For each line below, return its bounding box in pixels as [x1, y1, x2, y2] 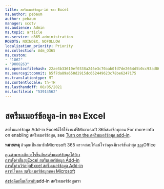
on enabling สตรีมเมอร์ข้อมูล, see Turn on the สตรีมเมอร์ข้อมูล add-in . [5, 132, 131, 138]
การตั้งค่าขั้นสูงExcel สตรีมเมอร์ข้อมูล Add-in [5, 157, 80, 163]
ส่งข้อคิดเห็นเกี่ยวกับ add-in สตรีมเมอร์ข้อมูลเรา [5, 178, 81, 184]
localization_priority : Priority [5, 44, 73, 48]
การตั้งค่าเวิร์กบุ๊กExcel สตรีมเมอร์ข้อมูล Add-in [5, 163, 83, 169]
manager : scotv [5, 21, 36, 26]
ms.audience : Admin [5, 25, 45, 30]
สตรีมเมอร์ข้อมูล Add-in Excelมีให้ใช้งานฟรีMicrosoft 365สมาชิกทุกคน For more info [5, 127, 155, 133]
